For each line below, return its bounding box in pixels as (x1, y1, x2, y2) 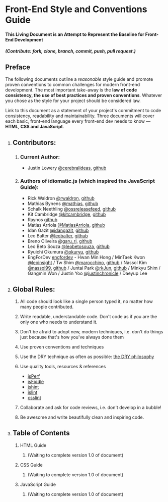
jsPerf (27, 373, 40, 379)
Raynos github (27, 217, 58, 223)
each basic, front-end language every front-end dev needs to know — (5, 118, 151, 124)
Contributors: (12, 138, 56, 147)
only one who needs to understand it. (20, 319, 98, 325)
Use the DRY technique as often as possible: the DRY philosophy (20, 354, 154, 360)
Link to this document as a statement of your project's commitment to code (5, 108, 161, 114)
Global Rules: (12, 285, 55, 293)
